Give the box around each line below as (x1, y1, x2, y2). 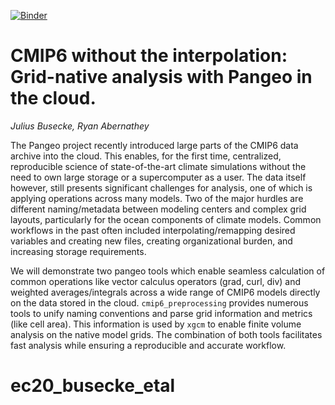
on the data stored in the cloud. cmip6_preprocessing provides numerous (10, 296, 309, 309)
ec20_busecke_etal (10, 375, 176, 397)
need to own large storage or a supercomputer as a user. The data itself (10, 171, 307, 183)
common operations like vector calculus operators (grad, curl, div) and (10, 275, 302, 287)
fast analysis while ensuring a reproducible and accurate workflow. (10, 339, 287, 351)
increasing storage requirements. (10, 245, 147, 257)
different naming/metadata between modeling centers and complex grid (10, 203, 307, 215)
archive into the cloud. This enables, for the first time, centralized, (10, 150, 282, 162)
